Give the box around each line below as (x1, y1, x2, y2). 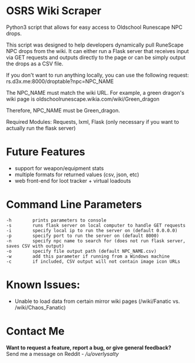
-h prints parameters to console (6, 217, 107, 223)
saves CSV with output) (6, 243, 65, 249)
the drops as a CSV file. (6, 60, 64, 67)
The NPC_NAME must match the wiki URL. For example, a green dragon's (6, 89, 184, 96)
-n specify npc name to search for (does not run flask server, (6, 237, 186, 244)
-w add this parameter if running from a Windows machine (6, 253, 170, 259)
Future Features (6, 146, 85, 159)
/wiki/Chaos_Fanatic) (14, 303, 66, 311)
